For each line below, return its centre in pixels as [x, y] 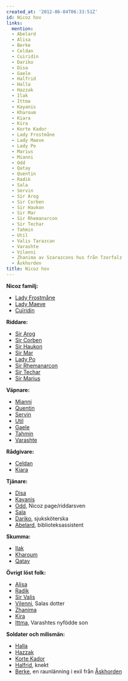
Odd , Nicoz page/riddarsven [50, 505]
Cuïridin [25, 310]
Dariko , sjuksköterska [42, 518]
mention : [23, 29]
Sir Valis [25, 597]
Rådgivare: [20, 451]
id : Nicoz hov [24, 17]
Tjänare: [17, 481]
